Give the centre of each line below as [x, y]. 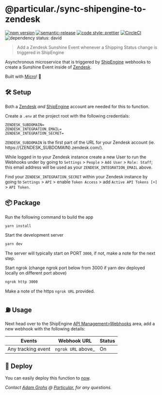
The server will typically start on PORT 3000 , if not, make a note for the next [80, 253]
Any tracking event [29, 349]
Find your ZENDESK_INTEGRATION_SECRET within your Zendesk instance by [76, 176]
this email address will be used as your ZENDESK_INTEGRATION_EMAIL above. [79, 167]
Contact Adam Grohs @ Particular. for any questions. [58, 387]
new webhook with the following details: [45, 329]
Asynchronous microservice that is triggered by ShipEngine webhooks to [78, 62]
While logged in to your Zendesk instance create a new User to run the [76, 157]
